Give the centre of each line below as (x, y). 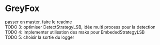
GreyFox (22, 8)
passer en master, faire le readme (39, 22)
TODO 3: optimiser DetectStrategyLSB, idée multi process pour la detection (80, 27)
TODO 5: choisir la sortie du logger (40, 37)
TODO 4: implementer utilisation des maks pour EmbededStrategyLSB (75, 32)
